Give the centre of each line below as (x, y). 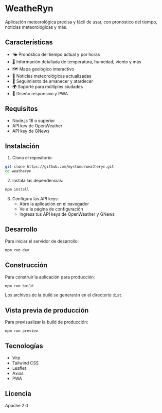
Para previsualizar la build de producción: (47, 322)
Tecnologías (24, 346)
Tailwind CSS (25, 363)
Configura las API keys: (36, 199)
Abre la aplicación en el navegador (54, 204)
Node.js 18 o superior (33, 120)
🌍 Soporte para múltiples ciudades (47, 86)
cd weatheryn (18, 171)
